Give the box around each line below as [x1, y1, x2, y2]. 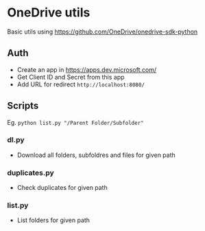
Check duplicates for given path [16, 184, 108, 192]
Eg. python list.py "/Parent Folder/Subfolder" [7, 118, 144, 126]
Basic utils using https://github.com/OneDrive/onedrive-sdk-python [7, 27, 198, 36]
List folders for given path [16, 216, 91, 224]
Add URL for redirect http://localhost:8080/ [16, 80, 145, 88]
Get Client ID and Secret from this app [16, 73, 125, 81]
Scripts [7, 100, 39, 112]
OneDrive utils [7, 5, 91, 21]
